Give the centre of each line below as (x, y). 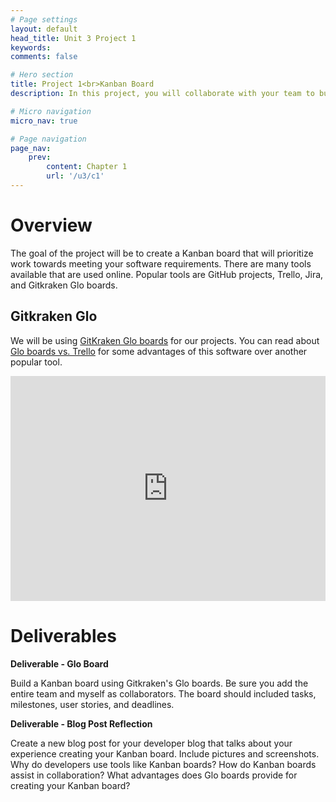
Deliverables (63, 635)
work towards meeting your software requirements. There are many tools (161, 263)
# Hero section (42, 75)
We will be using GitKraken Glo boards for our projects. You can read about (165, 340)
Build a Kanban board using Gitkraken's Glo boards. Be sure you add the (159, 683)
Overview (51, 225)
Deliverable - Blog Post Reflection (81, 723)
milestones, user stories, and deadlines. (92, 704)
